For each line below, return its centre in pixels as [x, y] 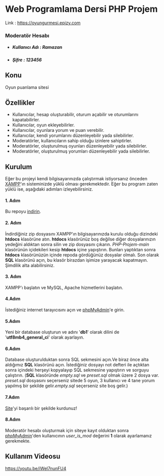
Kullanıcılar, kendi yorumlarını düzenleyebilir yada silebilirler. [73, 136]
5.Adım [13, 321]
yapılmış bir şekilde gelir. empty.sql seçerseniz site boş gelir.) [66, 386]
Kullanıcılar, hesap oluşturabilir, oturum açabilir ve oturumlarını [75, 115]
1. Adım [13, 200]
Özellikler [20, 103]
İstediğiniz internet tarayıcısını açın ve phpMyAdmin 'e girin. [65, 310]
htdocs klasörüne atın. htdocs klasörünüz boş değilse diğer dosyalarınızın [81, 239]
